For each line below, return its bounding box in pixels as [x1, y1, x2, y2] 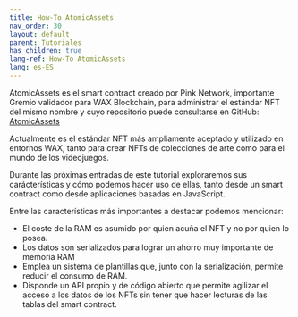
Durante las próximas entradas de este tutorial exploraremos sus [9, 169, 248, 179]
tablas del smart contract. [21, 298, 118, 309]
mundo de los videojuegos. [9, 152, 110, 163]
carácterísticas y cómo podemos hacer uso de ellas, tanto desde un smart [9, 179, 284, 189]
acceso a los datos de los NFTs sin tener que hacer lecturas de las [21, 289, 268, 300]
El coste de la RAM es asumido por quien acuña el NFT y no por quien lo [21, 222, 289, 233]
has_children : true [9, 46, 82, 55]
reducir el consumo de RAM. [21, 270, 128, 281]
